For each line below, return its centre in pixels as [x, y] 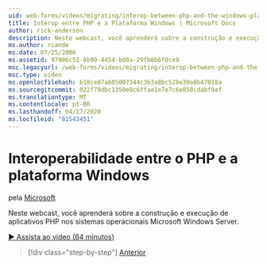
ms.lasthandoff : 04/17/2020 [55, 112]
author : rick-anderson [46, 30]
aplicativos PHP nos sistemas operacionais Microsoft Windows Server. [124, 221]
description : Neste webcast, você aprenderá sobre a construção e [120, 38]
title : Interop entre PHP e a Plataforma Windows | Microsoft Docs [122, 23]
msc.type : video [35, 75]
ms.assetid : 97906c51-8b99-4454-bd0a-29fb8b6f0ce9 [94, 60]
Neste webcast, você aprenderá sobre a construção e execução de [118, 212]
